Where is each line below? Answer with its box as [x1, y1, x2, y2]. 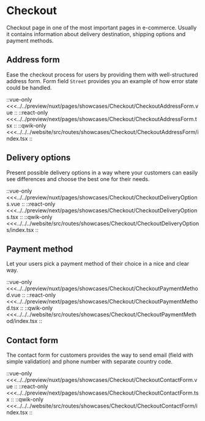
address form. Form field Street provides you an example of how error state [6, 77, 198, 84]
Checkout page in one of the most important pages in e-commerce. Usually [6, 24, 197, 31]
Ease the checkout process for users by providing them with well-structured [6, 71, 198, 78]
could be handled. [6, 84, 52, 91]
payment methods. [6, 37, 54, 44]
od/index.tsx [6, 318, 38, 325]
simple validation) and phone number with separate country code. [6, 358, 173, 365]
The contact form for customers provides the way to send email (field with [6, 351, 194, 359]
